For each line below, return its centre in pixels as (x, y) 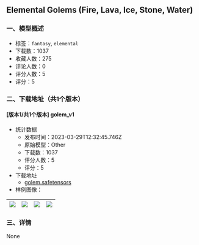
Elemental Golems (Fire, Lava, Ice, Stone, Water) (100, 10)
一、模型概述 (25, 29)
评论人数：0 (30, 66)
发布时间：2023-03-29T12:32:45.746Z (73, 137)
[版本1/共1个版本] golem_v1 (40, 115)
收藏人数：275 (33, 58)
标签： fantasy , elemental (47, 43)
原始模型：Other (45, 145)
